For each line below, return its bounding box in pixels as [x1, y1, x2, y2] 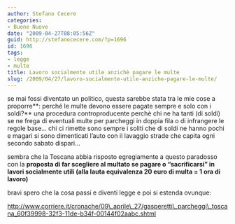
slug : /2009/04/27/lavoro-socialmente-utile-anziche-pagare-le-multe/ [7, 75, 218, 83]
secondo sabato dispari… [7, 139, 80, 148]
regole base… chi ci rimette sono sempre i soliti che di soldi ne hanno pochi [7, 124, 225, 133]
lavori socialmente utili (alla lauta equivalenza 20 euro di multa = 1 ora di [7, 167, 221, 176]
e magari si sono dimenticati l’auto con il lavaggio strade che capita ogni [7, 132, 215, 140]
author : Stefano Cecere [7, 10, 77, 17]
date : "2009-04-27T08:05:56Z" [7, 29, 96, 37]
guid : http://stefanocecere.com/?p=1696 [7, 36, 127, 43]
